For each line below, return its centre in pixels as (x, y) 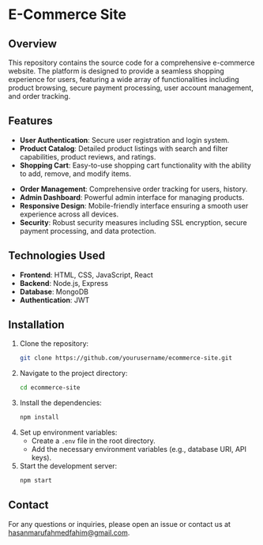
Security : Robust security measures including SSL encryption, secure (133, 222)
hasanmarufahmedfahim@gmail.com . (69, 532)
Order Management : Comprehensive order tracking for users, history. (133, 189)
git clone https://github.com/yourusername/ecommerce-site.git (126, 358)
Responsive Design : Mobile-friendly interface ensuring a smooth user (134, 205)
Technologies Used (56, 256)
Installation (36, 325)
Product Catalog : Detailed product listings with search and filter (124, 148)
